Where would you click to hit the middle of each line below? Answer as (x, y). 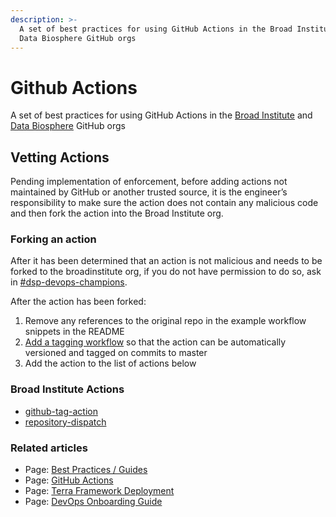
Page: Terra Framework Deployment (99, 491)
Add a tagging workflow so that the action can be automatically (155, 342)
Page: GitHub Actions (69, 480)
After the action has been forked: (78, 302)
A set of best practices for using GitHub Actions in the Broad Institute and (161, 115)
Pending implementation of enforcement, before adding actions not (149, 182)
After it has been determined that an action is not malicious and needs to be (166, 261)
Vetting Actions (60, 157)
